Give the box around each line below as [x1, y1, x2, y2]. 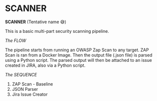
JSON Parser [12, 86, 38, 92]
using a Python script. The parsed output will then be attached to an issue [5, 57, 152, 63]
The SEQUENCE [5, 72, 37, 77]
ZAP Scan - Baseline [12, 81, 53, 87]
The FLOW [5, 37, 27, 43]
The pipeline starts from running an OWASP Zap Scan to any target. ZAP [5, 47, 149, 53]
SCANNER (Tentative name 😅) [5, 19, 67, 25]
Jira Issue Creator [12, 91, 48, 97]
